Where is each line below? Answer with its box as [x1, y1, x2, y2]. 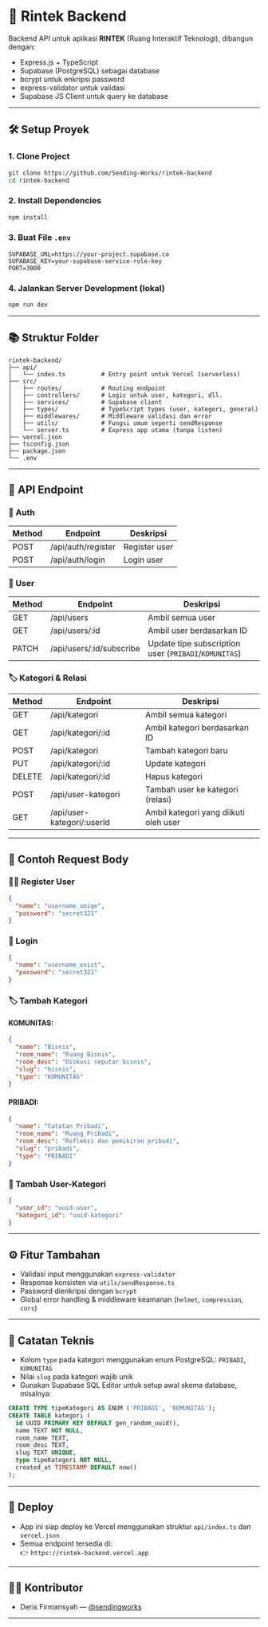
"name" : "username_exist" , [15, 961, 105, 969]
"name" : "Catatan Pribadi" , [15, 1122, 109, 1130]
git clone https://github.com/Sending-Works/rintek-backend [8, 169, 213, 177]
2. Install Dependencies [8, 195, 102, 206]
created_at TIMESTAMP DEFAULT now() [15, 1464, 137, 1472]
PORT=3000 [8, 264, 41, 272]
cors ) [19, 1303, 37, 1313]
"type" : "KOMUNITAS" [15, 1072, 84, 1081]
